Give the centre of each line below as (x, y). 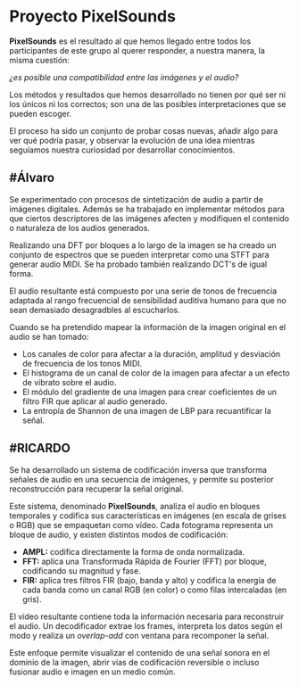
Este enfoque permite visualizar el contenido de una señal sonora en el (140, 652)
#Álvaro (32, 178)
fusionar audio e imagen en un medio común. (92, 672)
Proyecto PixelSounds (93, 17)
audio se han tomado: (49, 336)
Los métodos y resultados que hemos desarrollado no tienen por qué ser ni (148, 95)
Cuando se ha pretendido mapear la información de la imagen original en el (148, 326)
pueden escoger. (41, 113)
